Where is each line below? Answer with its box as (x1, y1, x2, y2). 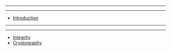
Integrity (12, 34, 31, 40)
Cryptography (12, 40, 42, 46)
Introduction (12, 15, 39, 21)
